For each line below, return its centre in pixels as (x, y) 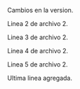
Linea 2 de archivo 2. (38, 23)
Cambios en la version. (40, 10)
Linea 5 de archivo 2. (38, 64)
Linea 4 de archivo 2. (38, 51)
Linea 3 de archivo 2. (38, 37)
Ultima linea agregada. (40, 78)
